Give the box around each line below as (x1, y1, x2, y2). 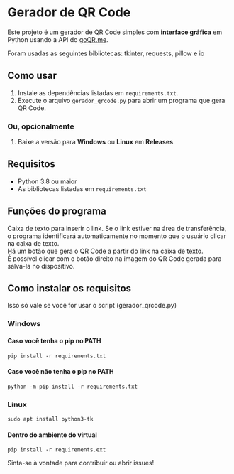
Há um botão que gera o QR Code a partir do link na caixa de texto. (7, 247, 204, 255)
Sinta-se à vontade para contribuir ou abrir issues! (7, 459, 155, 468)
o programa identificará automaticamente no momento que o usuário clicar (7, 232, 227, 240)
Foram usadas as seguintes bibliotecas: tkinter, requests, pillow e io (7, 49, 205, 58)
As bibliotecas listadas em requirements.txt (17, 184, 147, 193)
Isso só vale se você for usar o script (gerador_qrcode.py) (7, 301, 177, 310)
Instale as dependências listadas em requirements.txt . (17, 88, 179, 97)
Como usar (7, 70, 57, 82)
